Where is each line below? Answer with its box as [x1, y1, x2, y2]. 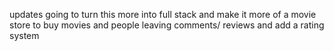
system [9, 30, 40, 41]
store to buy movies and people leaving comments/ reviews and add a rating [9, 19, 325, 31]
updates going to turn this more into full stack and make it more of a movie [9, 9, 317, 20]
